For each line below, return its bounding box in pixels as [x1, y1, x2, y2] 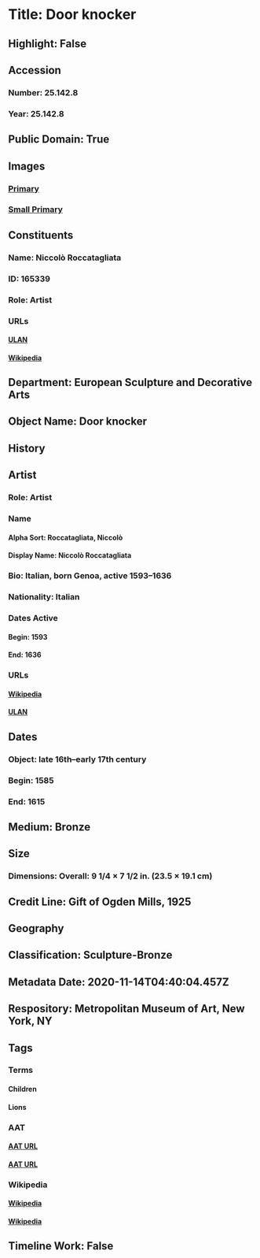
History [8, 441, 46, 455]
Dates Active [8, 613, 59, 624]
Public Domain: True [8, 132, 110, 147]
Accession [8, 63, 61, 76]
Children [8, 1085, 37, 1094]
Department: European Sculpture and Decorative [8, 376, 253, 389]
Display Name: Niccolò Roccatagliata [8, 551, 132, 560]
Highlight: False [8, 37, 87, 50]
